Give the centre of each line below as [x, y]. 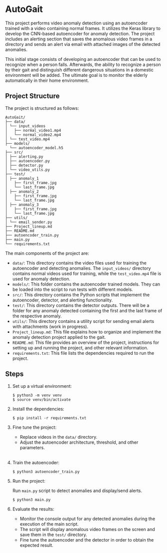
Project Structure [32, 96]
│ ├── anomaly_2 [22, 191]
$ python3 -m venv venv [37, 395]
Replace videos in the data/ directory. [59, 437]
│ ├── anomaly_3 [22, 205]
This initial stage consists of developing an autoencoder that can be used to [83, 59]
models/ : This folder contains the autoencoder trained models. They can [86, 284]
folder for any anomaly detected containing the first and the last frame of [87, 310]
